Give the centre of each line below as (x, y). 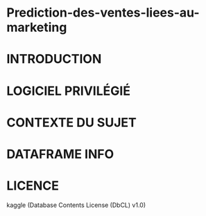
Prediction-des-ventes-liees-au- (103, 13)
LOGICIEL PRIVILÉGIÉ (69, 91)
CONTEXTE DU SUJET (71, 122)
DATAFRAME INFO (60, 154)
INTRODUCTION (54, 59)
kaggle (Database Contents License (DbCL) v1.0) (76, 205)
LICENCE (33, 186)
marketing (37, 27)
